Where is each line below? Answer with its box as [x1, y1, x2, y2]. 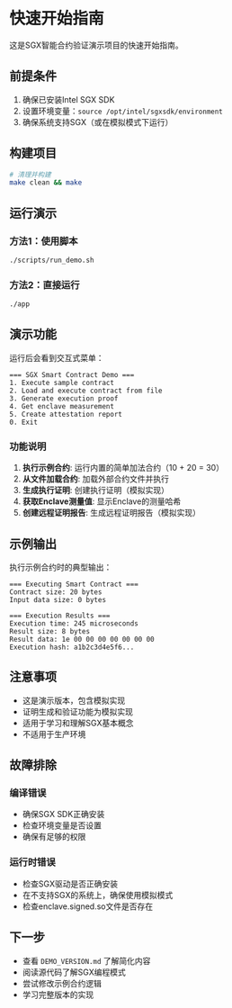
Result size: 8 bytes [9, 626, 91, 635]
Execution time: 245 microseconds [9, 618, 139, 628]
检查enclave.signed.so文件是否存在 [22, 901, 154, 912]
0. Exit [9, 418, 39, 427]
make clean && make [9, 178, 83, 187]
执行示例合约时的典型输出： [9, 562, 112, 572]
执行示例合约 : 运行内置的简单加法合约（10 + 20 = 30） [22, 463, 225, 473]
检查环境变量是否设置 [22, 820, 102, 831]
